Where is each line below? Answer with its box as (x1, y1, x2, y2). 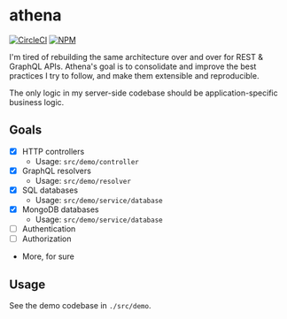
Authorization (21, 233, 72, 244)
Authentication (21, 224, 76, 234)
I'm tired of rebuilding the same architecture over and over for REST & (9, 51, 264, 62)
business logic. (9, 96, 65, 107)
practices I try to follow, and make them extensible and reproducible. (9, 70, 260, 80)
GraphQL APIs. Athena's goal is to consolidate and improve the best (9, 61, 257, 72)
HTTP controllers (21, 146, 85, 156)
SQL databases (21, 185, 78, 195)
